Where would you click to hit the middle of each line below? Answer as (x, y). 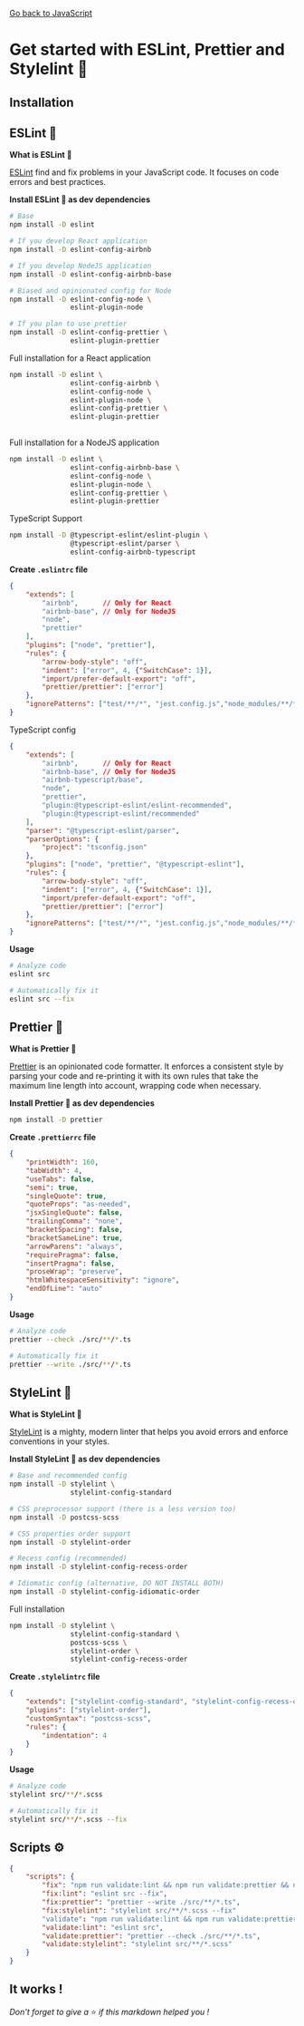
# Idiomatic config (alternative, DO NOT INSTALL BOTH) (117, 1584)
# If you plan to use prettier (68, 324)
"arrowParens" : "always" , (75, 1246)
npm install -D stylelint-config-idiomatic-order (105, 1592)
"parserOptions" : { (62, 839)
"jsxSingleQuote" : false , (75, 1213)
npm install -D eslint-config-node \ (81, 299)
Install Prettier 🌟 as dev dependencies (82, 1103)
